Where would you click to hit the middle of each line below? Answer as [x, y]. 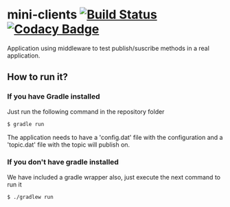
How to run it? [38, 77]
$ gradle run [26, 124]
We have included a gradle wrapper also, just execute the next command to [114, 177]
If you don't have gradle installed [63, 162]
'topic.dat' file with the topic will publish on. [69, 145]
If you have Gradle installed [54, 97]
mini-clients [42, 15]
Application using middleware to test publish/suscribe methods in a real [108, 48]
